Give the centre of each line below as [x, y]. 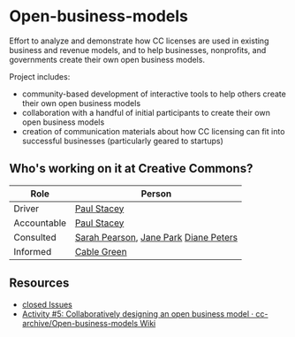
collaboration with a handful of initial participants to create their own [146, 112]
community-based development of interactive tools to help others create [154, 94]
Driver [26, 208]
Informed [33, 251]
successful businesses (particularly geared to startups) [122, 141]
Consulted [35, 237]
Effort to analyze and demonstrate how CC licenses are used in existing [139, 41]
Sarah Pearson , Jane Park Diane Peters [156, 237]
